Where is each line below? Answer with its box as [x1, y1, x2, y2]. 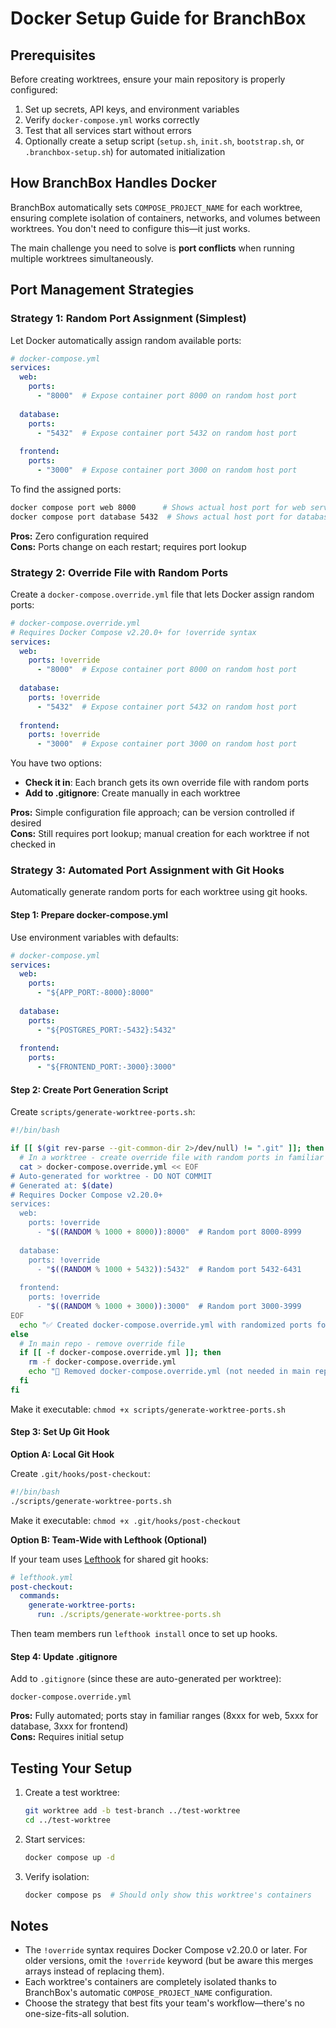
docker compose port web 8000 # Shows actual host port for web [10, 502, 307, 512]
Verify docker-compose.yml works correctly [24, 114, 200, 126]
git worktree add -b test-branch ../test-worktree [24, 1806, 241, 1816]
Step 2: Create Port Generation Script [10, 1083, 169, 1096]
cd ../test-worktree [24, 1815, 111, 1825]
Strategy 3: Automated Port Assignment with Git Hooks [10, 863, 285, 877]
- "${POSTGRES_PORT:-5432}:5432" [36, 1025, 177, 1035]
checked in [10, 838, 57, 851]
